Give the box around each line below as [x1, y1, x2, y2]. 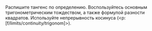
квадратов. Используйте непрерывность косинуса [5, 15, 116, 20]
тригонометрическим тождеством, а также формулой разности [5, 9, 145, 15]
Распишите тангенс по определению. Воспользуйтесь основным [5, 4, 147, 10]
